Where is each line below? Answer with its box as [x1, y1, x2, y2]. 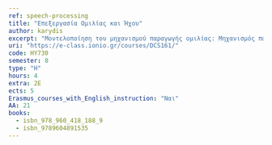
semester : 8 [8, 57, 49, 65]
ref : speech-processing [8, 11, 89, 20]
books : [8, 110, 31, 118]
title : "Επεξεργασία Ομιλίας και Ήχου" [8, 19, 143, 27]
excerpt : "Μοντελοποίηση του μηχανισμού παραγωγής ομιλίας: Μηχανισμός [8, 34, 255, 43]
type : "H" [8, 64, 42, 72]
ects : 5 [8, 86, 35, 95]
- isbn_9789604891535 [15, 124, 89, 132]
